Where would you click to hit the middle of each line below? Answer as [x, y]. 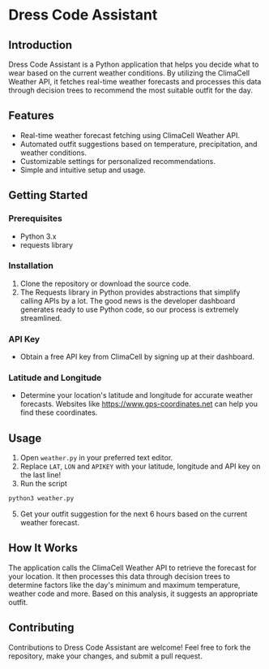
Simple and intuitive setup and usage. [83, 170]
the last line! [41, 475]
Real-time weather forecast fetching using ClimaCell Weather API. [130, 135]
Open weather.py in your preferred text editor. [96, 458]
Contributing [41, 628]
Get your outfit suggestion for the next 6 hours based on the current [134, 514]
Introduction [41, 45]
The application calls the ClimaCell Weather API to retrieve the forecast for [132, 568]
